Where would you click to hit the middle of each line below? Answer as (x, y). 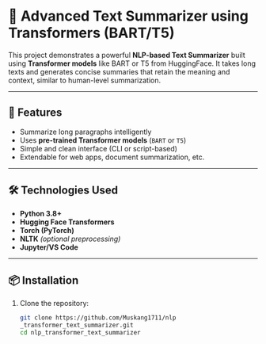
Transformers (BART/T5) (91, 33)
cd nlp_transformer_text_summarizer (80, 333)
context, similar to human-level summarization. (84, 80)
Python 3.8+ (40, 213)
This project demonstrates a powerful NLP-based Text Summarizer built (127, 55)
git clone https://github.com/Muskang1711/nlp (98, 318)
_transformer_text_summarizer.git (76, 325)
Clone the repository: (54, 304)
